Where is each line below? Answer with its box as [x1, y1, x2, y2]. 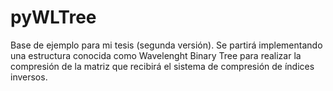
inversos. [10, 71, 48, 83]
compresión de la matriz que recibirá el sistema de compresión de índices [10, 60, 315, 72]
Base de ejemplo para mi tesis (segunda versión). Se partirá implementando [10, 39, 323, 51]
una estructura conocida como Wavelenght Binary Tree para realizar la [10, 49, 302, 61]
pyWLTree [10, 6, 97, 29]
